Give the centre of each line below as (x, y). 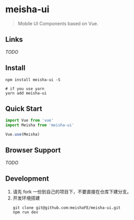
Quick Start (24, 108)
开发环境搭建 (26, 198)
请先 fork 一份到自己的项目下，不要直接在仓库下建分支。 (72, 191)
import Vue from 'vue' (29, 120)
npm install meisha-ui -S (33, 80)
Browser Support (33, 150)
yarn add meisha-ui (26, 93)
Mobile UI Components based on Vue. (58, 23)
